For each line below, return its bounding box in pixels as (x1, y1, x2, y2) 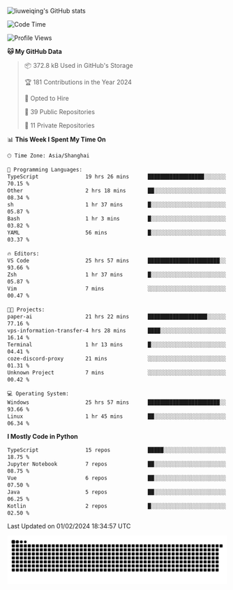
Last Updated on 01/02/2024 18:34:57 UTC (7, 522, 131, 530)
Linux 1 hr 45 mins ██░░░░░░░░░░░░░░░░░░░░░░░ (7, 413, 227, 420)
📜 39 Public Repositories (24, 108, 96, 115)
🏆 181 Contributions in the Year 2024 (24, 78, 133, 86)
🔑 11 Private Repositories (24, 121, 96, 129)
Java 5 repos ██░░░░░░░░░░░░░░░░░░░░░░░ (7, 489, 227, 496)
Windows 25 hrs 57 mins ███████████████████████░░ (7, 399, 227, 406)
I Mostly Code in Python (7, 433, 78, 440)
